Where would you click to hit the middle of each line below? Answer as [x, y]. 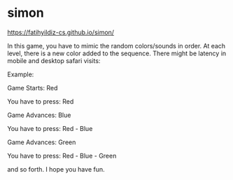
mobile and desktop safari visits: [54, 60]
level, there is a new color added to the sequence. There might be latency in [117, 53]
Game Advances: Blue [39, 115]
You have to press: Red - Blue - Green [62, 155]
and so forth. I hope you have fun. [56, 169]
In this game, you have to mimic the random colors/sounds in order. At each [116, 46]
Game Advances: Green [42, 142]
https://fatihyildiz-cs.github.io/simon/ [61, 32]
